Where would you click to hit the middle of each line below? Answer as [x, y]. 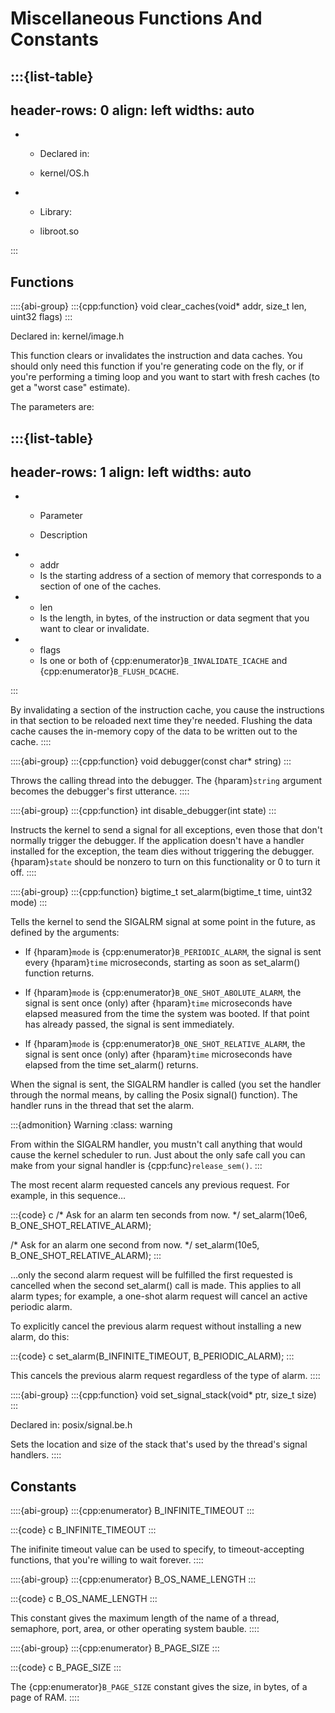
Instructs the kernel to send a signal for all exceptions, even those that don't [166, 830]
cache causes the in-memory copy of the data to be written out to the [154, 731]
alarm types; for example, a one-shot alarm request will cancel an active [159, 1296]
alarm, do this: [40, 1337]
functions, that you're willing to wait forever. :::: [107, 1560]
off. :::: [23, 873]
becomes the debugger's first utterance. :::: [100, 791]
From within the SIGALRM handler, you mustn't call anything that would [156, 1144]
